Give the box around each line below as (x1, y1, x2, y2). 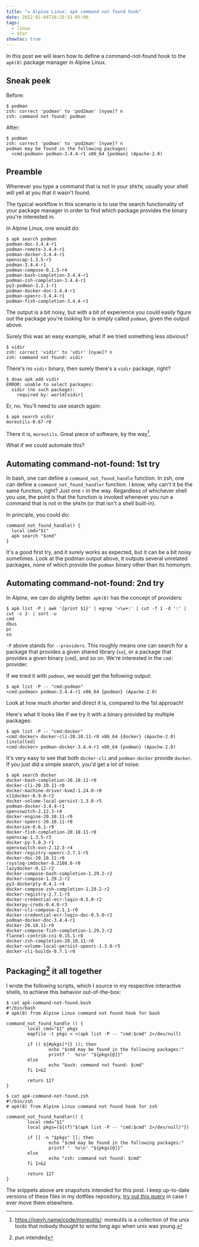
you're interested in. (6, 213, 55, 220)
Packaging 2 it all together (6, 964, 102, 976)
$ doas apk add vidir (6, 376, 60, 382)
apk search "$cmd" (11, 533, 57, 539)
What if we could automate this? (6, 442, 85, 449)
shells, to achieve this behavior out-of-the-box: (6, 988, 121, 995)
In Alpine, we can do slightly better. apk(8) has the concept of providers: (6, 594, 183, 601)
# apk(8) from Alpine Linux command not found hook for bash (6, 1010, 161, 1016)
